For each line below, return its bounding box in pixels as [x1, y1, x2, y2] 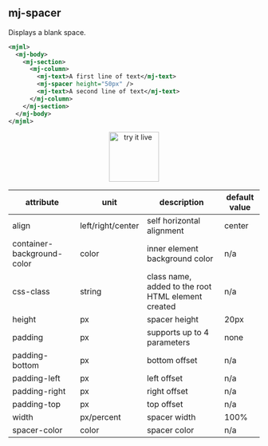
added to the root [146, 281, 212, 292]
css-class [12, 286, 50, 298]
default [226, 191, 254, 203]
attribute [25, 197, 60, 208]
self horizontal [146, 215, 201, 227]
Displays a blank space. [8, 27, 86, 37]
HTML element [146, 291, 203, 302]
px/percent [79, 412, 121, 423]
